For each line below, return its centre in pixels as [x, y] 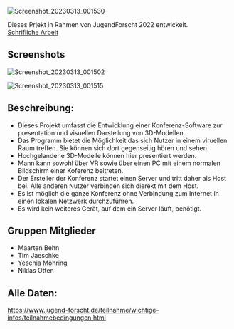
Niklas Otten [36, 271]
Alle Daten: [32, 293]
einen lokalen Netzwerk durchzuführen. [75, 201]
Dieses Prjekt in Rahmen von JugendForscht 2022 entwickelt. [98, 25]
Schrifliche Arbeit [33, 32]
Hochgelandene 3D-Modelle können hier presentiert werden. [107, 155]
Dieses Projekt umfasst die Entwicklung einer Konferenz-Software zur [120, 125]
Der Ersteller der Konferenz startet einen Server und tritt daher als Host [122, 178]
